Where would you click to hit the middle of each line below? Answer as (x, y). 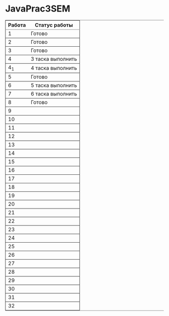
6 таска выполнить (54, 94)
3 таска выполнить (54, 59)
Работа (17, 25)
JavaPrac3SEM (38, 9)
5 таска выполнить (54, 85)
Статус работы (54, 25)
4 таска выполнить (54, 68)
